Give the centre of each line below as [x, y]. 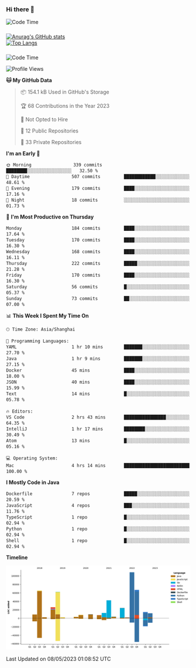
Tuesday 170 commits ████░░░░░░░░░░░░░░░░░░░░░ [98, 240]
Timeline [17, 558]
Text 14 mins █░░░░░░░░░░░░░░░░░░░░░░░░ [98, 394]
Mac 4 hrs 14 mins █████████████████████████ [98, 466]
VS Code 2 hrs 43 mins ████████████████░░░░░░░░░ [98, 418]
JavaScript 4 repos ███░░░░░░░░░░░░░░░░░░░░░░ [98, 506]
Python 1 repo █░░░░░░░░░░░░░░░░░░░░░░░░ [98, 529]
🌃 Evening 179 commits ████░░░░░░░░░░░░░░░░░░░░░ [98, 189]
